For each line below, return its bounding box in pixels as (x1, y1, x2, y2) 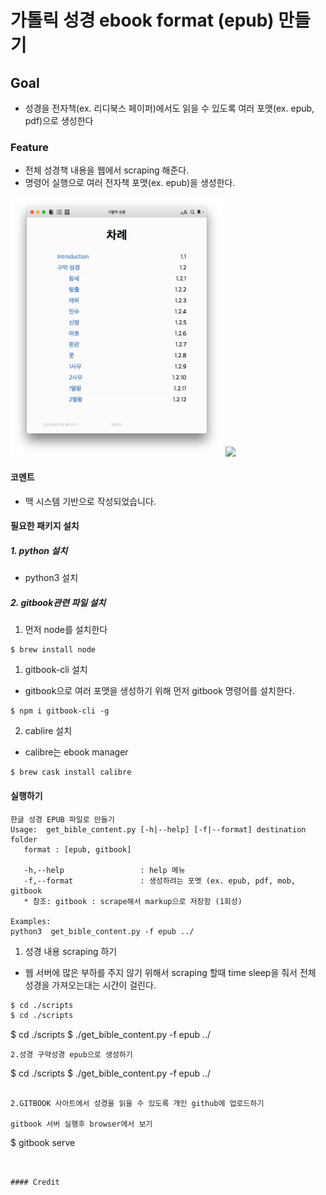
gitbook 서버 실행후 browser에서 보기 (10, 1119, 153, 1130)
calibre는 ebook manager (24, 746, 129, 758)
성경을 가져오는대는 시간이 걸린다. (24, 979, 157, 991)
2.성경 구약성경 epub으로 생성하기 (10, 1050, 133, 1060)
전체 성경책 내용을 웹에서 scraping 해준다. (24, 164, 190, 176)
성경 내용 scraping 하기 (24, 945, 118, 957)
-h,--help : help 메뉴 (23, 865, 186, 875)
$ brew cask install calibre (10, 767, 132, 778)
